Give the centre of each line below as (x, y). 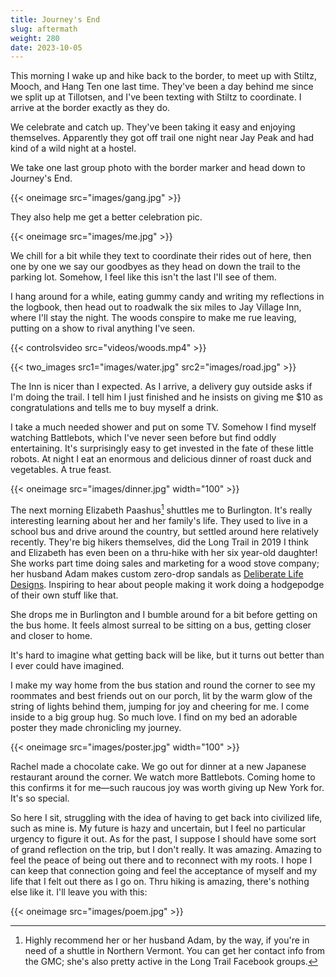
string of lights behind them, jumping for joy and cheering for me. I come (160, 706)
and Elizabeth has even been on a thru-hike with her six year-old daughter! (164, 552)
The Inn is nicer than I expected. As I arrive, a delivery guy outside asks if (161, 387)
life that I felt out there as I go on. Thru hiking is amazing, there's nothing (160, 881)
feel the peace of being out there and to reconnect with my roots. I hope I (161, 860)
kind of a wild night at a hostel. (73, 148)
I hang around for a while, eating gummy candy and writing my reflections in (167, 297)
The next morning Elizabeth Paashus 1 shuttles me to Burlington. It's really (161, 509)
